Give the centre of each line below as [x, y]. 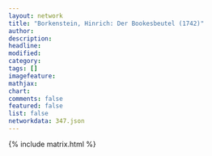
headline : [25, 46]
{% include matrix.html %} [52, 144]
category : [25, 61]
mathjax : [23, 83]
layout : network [36, 16]
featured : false [36, 106]
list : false [28, 114]
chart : [19, 91]
